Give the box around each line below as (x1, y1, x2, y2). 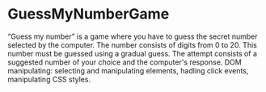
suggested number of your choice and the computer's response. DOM (7, 57, 242, 67)
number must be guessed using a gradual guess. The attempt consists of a (7, 48, 258, 58)
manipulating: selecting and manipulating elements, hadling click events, (7, 65, 249, 75)
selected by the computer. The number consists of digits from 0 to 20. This (7, 40, 258, 49)
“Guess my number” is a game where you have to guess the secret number (7, 31, 258, 41)
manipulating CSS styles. (7, 74, 91, 84)
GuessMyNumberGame (7, 5, 170, 23)
